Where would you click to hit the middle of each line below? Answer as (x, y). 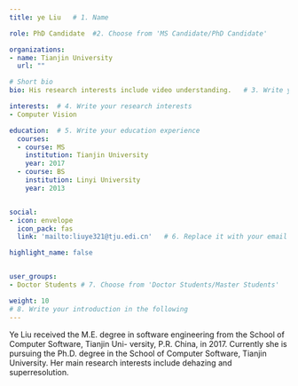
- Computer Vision (43, 114)
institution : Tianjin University (87, 155)
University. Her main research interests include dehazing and (121, 362)
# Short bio (31, 82)
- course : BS (41, 172)
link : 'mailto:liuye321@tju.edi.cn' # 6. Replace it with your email (153, 237)
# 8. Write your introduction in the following (99, 309)
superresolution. (39, 372)
